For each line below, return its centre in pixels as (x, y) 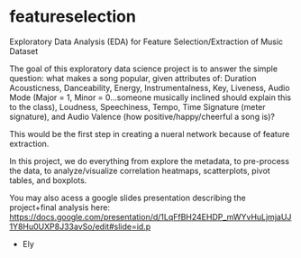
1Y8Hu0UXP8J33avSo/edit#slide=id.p (80, 226)
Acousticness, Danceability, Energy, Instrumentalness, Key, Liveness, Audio (150, 88)
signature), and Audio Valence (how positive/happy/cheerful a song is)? (142, 116)
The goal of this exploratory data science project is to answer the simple (143, 69)
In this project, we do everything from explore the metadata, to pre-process (150, 161)
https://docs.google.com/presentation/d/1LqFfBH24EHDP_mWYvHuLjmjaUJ (150, 217)
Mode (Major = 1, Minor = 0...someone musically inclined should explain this (150, 97)
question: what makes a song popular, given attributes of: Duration (133, 78)
